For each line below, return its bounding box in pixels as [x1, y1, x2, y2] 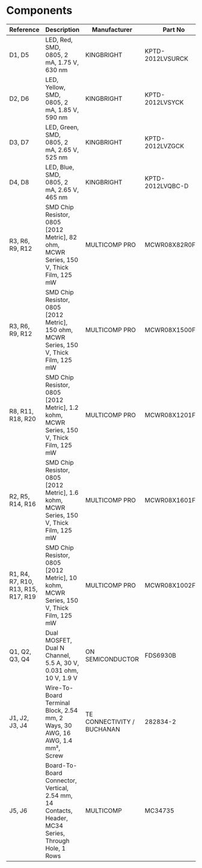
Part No [162, 25, 185, 34]
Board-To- [44, 761, 78, 769]
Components [6, 4, 73, 17]
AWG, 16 [44, 729, 71, 737]
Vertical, [44, 784, 69, 792]
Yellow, [44, 83, 66, 91]
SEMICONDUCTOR [85, 655, 139, 663]
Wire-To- [44, 684, 74, 692]
